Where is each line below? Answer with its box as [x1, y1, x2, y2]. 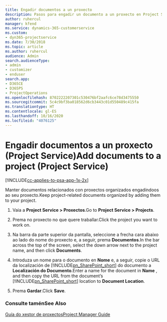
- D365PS [5, 85, 23, 91]
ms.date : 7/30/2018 [5, 40, 46, 45]
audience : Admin [5, 53, 39, 59]
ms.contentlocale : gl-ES [5, 109, 57, 114]
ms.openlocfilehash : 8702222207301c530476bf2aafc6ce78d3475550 [5, 95, 139, 100]
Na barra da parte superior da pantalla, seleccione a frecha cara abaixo [12, 232, 159, 238]
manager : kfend [5, 21, 37, 26]
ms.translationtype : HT [5, 104, 55, 109]
